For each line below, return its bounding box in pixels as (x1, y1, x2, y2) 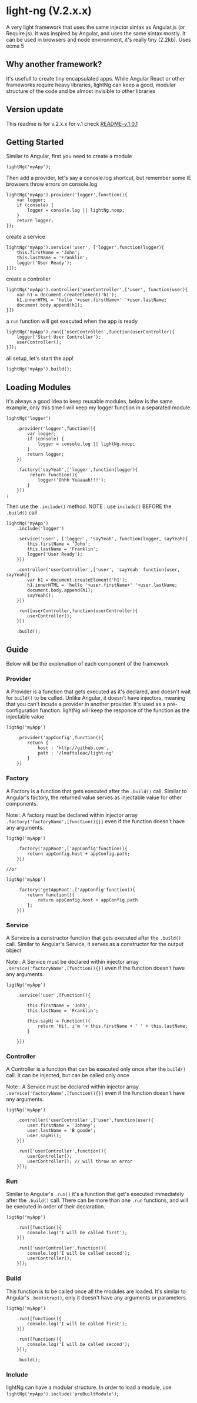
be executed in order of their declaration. (6, 1203, 106, 1210)
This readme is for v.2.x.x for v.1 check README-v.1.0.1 (6, 120, 138, 127)
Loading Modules (6, 382, 72, 392)
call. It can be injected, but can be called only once (6, 1072, 129, 1079)
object (6, 947, 22, 954)
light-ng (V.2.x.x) (6, 4, 92, 18)
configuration (6, 707, 39, 714)
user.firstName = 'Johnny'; (27, 1123, 96, 1128)
